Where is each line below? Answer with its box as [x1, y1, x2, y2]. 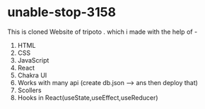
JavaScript [17, 56, 49, 64]
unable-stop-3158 [7, 4, 117, 20]
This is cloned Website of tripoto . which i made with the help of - [7, 27, 198, 36]
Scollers [17, 86, 42, 94]
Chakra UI [17, 71, 47, 79]
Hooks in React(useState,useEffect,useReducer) [17, 93, 158, 102]
